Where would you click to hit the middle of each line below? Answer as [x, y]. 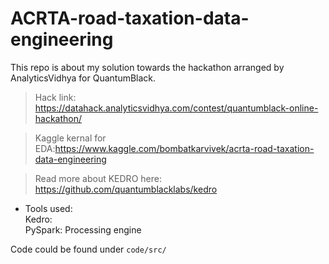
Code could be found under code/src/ [88, 249]
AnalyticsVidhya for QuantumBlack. [83, 78]
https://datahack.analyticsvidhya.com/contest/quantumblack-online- [176, 108]
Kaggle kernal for [70, 138]
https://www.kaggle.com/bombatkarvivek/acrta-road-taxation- [184, 148]
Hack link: [55, 97]
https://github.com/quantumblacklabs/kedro [126, 189]
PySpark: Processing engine [83, 229]
